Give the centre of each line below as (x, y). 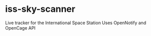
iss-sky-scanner (40, 9)
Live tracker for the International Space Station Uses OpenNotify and (76, 23)
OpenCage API (20, 28)
